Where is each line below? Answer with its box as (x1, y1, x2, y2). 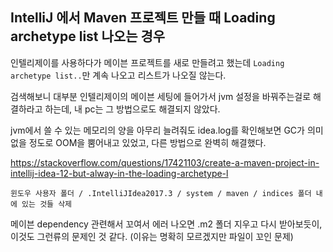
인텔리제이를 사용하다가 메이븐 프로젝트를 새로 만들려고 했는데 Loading (10, 56, 285, 68)
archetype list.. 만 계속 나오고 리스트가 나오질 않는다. (10, 69, 227, 81)
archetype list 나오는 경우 (10, 28, 166, 45)
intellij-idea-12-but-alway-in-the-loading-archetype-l (10, 167, 229, 179)
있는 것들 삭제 (21, 199, 73, 209)
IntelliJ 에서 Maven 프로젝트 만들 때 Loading (10, 9, 276, 27)
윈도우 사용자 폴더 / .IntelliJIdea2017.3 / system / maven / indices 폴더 (10, 188, 312, 198)
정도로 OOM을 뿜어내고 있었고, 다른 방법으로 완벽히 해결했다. (28, 136, 267, 148)
